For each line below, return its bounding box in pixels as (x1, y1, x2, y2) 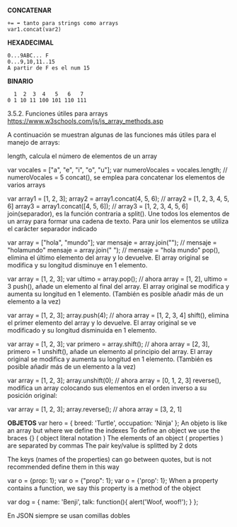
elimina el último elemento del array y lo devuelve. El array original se (7, 253, 209, 262)
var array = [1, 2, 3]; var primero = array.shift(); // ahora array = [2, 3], (7, 340, 210, 348)
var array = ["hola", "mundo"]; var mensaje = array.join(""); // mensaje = (7, 238, 217, 247)
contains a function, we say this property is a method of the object (7, 484, 202, 492)
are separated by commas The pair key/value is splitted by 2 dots (7, 441, 198, 450)
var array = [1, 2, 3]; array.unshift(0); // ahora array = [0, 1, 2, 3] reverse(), (7, 376, 221, 384)
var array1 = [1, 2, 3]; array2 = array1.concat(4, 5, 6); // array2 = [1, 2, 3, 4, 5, (7, 194, 230, 203)
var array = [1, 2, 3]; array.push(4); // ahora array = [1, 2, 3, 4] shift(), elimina (7, 311, 229, 319)
